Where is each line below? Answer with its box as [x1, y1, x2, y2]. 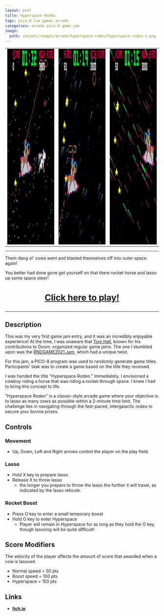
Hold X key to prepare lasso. [12, 472, 69, 478]
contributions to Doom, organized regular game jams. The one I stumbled [5, 344, 152, 350]
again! [5, 261, 18, 266]
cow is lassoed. [5, 559, 37, 565]
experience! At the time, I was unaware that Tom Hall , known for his [5, 339, 141, 345]
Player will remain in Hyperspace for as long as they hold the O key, [19, 521, 155, 527]
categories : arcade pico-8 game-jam [5, 23, 80, 28]
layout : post [5, 8, 32, 13]
